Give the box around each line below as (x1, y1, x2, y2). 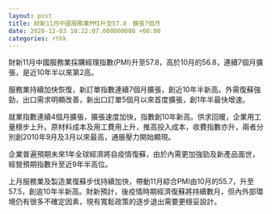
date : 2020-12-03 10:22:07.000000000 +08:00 (8, 27, 161, 35)
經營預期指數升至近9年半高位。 (8, 159, 113, 170)
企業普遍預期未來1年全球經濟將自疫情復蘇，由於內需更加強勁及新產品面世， (8, 149, 260, 159)
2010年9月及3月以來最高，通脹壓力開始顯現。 (22, 132, 176, 142)
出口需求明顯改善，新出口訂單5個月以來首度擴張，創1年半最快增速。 (22, 94, 249, 105)
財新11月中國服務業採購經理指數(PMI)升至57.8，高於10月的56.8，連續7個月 (8, 57, 257, 67)
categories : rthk (8, 34, 67, 43)
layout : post (8, 11, 53, 20)
